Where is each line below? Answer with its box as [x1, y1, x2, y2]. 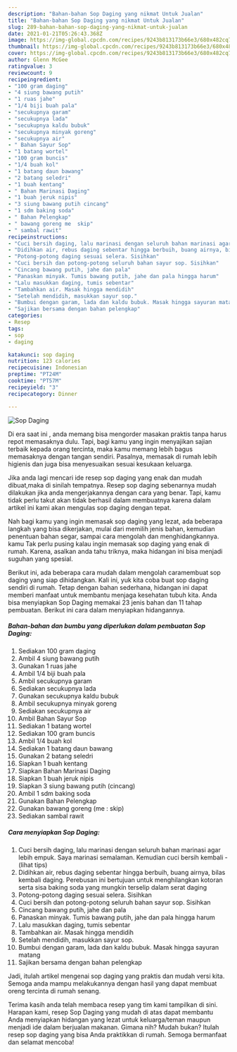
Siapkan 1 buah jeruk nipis [18, 774, 94, 783]
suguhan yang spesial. [8, 555, 73, 563]
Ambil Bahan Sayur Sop [18, 714, 87, 723]
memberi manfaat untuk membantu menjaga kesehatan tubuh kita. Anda [8, 591, 217, 599]
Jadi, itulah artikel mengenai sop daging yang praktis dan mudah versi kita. [8, 972, 225, 981]
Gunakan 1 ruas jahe [18, 662, 77, 670]
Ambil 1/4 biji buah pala [18, 670, 87, 678]
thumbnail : [8, 43, 40, 50]
